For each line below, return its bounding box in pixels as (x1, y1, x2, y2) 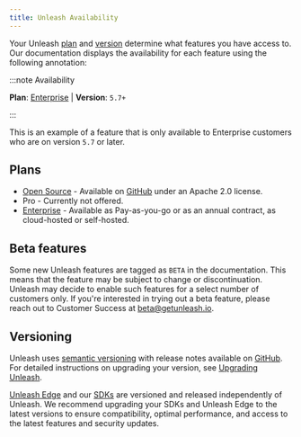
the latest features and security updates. (9, 418, 160, 429)
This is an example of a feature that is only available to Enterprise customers (9, 127, 292, 138)
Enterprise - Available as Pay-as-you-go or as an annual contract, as (22, 205, 277, 216)
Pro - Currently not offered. (22, 195, 124, 207)
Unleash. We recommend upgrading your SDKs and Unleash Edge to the (9, 399, 278, 410)
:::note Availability (9, 74, 75, 85)
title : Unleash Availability (9, 13, 119, 22)
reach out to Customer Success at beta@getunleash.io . (9, 303, 214, 314)
